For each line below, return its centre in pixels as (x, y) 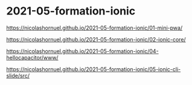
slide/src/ (18, 75)
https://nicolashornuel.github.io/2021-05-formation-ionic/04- (82, 51)
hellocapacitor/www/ (32, 57)
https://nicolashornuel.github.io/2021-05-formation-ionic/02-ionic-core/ (96, 39)
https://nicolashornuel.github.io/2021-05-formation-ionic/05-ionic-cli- (94, 69)
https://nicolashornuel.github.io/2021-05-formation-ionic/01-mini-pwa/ (94, 28)
